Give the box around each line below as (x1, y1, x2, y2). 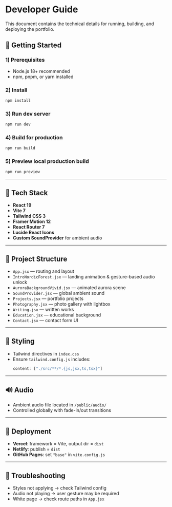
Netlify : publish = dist (12, 446, 60, 453)
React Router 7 (12, 224, 45, 230)
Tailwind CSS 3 (12, 213, 46, 219)
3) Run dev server (5, 110, 51, 117)
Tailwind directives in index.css (12, 350, 79, 356)
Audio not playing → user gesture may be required (12, 491, 119, 497)
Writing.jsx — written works (12, 306, 74, 312)
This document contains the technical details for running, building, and (5, 21, 155, 27)
